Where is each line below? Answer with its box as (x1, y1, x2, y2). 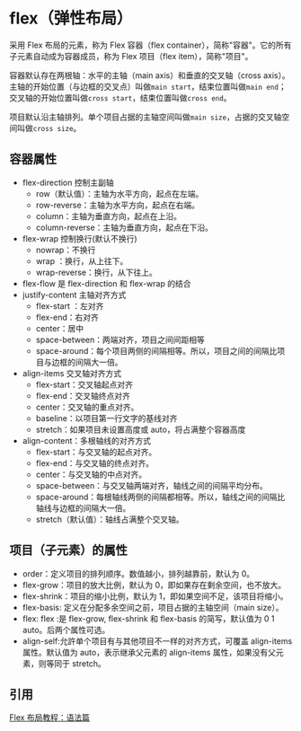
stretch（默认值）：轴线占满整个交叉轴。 (35, 514, 184, 524)
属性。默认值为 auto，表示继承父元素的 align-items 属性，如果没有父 (22, 647, 277, 657)
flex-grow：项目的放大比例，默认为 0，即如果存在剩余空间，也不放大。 (22, 579, 286, 590)
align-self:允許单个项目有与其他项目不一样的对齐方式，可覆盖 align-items (22, 635, 293, 647)
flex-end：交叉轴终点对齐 (35, 390, 130, 401)
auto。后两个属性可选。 (22, 624, 111, 635)
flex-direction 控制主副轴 (22, 177, 114, 188)
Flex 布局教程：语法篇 (9, 712, 91, 723)
